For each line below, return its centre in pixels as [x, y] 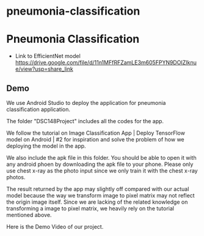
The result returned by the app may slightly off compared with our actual [98, 189]
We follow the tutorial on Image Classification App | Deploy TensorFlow [96, 133]
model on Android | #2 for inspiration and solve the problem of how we [95, 139]
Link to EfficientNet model [48, 56]
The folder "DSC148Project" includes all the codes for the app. [85, 121]
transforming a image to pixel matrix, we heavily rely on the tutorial [90, 208]
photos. [16, 177]
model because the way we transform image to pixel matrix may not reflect [100, 195]
